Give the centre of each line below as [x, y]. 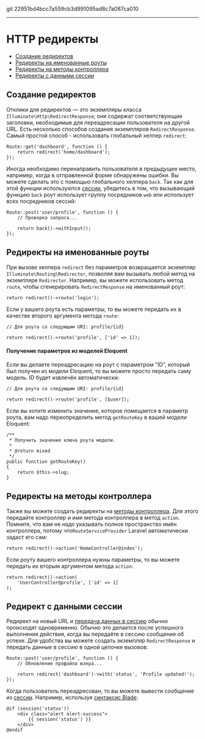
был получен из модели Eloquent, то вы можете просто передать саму [99, 371]
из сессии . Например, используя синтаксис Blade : [72, 697]
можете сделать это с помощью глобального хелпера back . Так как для [100, 181]
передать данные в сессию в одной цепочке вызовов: [77, 647]
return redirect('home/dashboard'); [64, 152]
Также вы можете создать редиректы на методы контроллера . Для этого [103, 511]
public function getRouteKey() [46, 461]
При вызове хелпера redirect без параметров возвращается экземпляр [101, 267]
